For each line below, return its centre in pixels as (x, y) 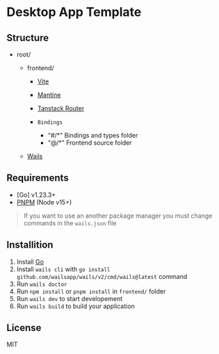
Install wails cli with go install (63, 269)
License (24, 328)
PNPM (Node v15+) (44, 202)
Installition (30, 245)
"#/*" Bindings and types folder (93, 135)
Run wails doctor (42, 284)
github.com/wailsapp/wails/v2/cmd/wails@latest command (102, 276)
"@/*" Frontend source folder (90, 143)
